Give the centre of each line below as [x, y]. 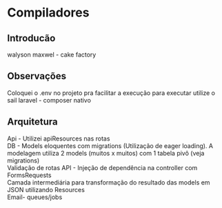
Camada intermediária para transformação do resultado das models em [109, 182]
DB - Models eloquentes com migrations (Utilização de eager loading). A [110, 145]
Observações [37, 76]
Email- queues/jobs [35, 197]
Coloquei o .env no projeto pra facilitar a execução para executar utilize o [111, 93]
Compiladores [48, 13]
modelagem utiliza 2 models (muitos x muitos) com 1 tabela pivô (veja [106, 153]
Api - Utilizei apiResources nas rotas [59, 138]
